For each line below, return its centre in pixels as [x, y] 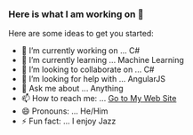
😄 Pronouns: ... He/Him [64, 111]
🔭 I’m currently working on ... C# [80, 51]
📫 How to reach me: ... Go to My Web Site [99, 99]
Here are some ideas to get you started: [81, 34]
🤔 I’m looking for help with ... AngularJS [93, 79]
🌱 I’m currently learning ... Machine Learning [102, 60]
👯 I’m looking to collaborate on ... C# [88, 69]
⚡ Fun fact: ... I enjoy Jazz [68, 121]
